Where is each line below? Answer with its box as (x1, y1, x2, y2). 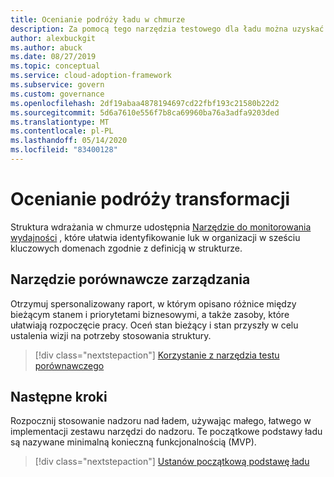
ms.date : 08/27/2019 (10, 52, 97, 62)
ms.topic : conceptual (10, 61, 101, 71)
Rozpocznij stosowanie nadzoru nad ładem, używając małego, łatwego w (10, 415, 312, 427)
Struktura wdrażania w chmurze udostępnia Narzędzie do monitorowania (10, 221, 312, 233)
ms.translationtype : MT (10, 117, 110, 127)
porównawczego (34, 359, 105, 371)
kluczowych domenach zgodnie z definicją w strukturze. (10, 242, 243, 254)
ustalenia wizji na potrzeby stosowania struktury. (10, 329, 212, 341)
